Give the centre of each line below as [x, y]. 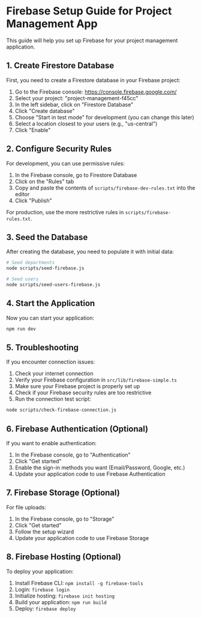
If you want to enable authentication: [52, 443]
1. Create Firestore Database [60, 66]
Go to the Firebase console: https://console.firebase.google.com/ [96, 92]
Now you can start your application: [50, 318]
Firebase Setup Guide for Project [89, 11]
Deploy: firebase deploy [45, 608]
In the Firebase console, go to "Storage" [64, 519]
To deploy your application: [40, 571]
